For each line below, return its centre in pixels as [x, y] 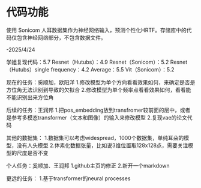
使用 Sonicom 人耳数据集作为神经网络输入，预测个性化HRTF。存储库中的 [97, 30]
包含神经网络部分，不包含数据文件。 [61, 37]
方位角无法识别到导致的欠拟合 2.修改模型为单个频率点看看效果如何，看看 [96, 89]
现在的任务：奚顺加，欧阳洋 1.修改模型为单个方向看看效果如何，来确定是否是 [101, 82]
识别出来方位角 [35, 97]
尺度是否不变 [32, 153]
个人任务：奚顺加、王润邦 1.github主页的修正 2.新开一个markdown [88, 165]
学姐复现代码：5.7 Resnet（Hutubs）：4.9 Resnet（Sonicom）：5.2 [88, 62]
